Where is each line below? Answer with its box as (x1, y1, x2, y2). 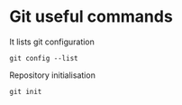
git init (9, 87, 42, 96)
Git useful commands (9, 6, 173, 27)
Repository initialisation (9, 70, 96, 81)
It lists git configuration (9, 36, 95, 47)
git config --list (9, 53, 78, 62)
